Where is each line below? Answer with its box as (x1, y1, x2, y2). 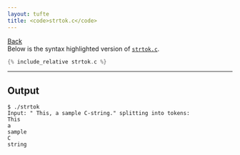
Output (7, 84, 39, 96)
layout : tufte (7, 10, 50, 18)
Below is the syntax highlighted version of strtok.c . (7, 44, 160, 53)
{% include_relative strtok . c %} (7, 58, 107, 65)
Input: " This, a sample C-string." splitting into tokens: (7, 110, 191, 117)
